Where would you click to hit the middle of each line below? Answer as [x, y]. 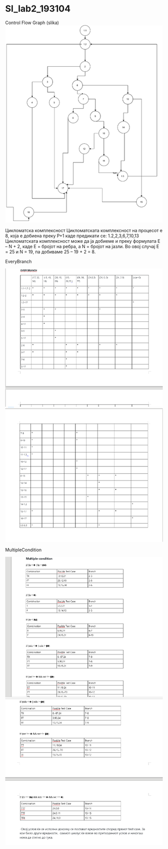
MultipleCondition [23, 550]
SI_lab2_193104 [38, 9]
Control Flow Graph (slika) [32, 23]
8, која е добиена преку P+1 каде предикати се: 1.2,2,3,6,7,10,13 [72, 236]
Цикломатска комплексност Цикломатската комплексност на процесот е [84, 231]
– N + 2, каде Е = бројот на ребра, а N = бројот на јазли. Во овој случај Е [82, 247]
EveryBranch [18, 262]
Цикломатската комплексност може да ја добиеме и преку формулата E [83, 241]
